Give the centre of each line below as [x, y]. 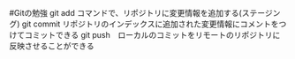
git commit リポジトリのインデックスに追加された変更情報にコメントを [150, 24]
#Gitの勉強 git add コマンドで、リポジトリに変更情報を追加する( [126, 13]
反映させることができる [52, 46]
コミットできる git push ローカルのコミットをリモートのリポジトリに [152, 35]
